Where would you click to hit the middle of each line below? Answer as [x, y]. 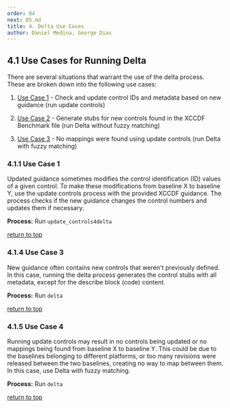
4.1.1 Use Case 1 [34, 163]
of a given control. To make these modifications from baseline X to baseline [114, 186]
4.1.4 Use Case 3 [35, 253]
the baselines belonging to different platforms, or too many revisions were [112, 356]
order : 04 [21, 13]
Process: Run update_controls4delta [59, 221]
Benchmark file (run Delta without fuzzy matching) [88, 126]
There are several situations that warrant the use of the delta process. [106, 77]
